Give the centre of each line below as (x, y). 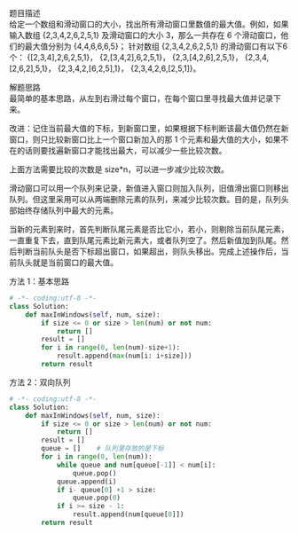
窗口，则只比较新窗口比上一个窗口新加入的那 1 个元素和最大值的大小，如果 (145, 139)
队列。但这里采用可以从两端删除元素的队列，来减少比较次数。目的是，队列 (145, 199)
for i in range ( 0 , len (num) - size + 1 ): (110, 348)
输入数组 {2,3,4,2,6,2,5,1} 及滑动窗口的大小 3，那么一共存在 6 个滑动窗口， (145, 35)
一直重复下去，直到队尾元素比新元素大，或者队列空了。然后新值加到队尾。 (145, 240)
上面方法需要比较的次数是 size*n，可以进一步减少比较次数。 (119, 169)
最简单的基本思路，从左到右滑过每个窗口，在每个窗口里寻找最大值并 (133, 98)
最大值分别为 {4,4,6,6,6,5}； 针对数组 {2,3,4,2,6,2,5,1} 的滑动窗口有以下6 (156, 46)
